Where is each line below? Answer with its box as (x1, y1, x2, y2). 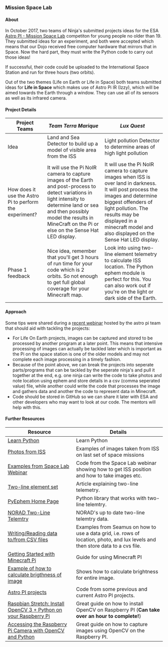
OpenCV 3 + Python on (7, 606, 62, 613)
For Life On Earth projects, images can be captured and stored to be (12, 335, 153, 341)
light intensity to (47, 195, 85, 202)
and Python (7, 633, 35, 640)
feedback (7, 273, 30, 280)
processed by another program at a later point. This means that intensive (12, 340, 162, 346)
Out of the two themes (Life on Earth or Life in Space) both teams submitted (5, 79, 161, 85)
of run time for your (47, 260, 93, 267)
